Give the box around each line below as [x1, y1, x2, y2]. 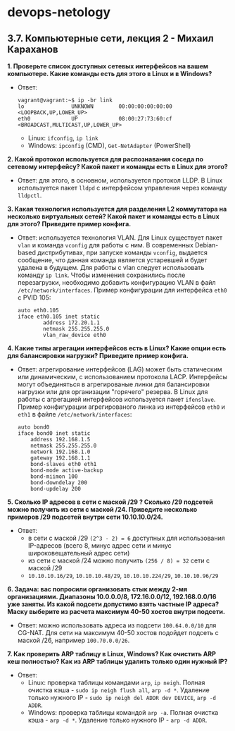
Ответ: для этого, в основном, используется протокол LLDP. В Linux [17, 176, 223, 184]
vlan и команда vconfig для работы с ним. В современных [17, 241, 193, 249]
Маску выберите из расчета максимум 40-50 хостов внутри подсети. [7, 608, 225, 615]
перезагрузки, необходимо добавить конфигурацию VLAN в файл [17, 278, 216, 286]
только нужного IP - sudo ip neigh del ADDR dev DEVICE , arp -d [27, 694, 217, 701]
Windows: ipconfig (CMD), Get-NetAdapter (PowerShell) [27, 142, 191, 149]
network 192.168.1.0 [30, 448, 91, 455]
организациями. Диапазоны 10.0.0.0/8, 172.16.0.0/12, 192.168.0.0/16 [7, 593, 217, 601]
